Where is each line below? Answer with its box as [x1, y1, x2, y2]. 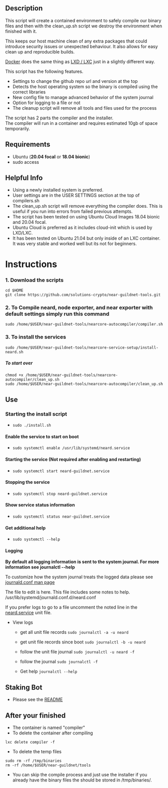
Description [5, 4, 43, 13]
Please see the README [12, 697, 63, 703]
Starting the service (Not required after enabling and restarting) [5, 456, 141, 462]
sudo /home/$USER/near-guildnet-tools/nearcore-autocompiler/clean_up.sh [5, 382, 163, 387]
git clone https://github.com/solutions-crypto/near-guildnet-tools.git [5, 292, 161, 297]
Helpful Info [5, 174, 43, 182]
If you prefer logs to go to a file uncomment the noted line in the [5, 604, 137, 611]
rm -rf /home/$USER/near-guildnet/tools [5, 763, 92, 768]
